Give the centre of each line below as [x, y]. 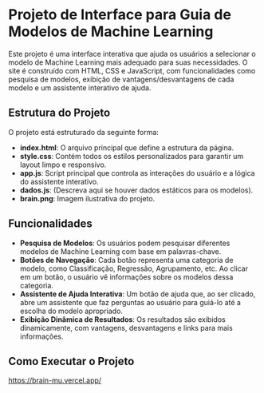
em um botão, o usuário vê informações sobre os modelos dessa [126, 276]
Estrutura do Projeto [59, 113]
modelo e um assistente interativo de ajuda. [80, 87]
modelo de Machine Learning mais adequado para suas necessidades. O [128, 62]
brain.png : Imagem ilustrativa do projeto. [87, 198]
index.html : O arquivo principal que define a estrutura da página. [127, 147]
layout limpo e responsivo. [63, 165]
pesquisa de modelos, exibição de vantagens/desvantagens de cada [121, 79]
